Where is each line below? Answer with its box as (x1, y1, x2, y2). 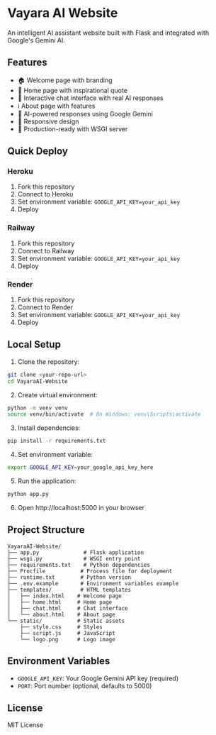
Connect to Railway (17, 246, 74, 255)
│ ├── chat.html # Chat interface (7, 604, 129, 612)
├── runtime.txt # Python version (7, 573, 132, 581)
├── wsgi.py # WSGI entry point (7, 555, 141, 562)
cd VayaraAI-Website (7, 377, 69, 385)
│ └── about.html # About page (7, 611, 115, 618)
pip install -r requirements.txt (7, 438, 106, 445)
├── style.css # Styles (20, 623, 103, 631)
